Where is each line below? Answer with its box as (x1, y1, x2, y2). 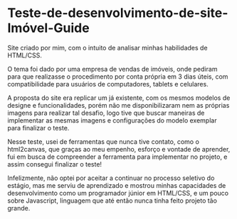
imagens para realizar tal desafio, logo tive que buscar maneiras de (7, 108, 205, 117)
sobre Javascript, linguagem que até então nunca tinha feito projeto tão (7, 196, 217, 205)
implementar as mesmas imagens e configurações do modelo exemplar (7, 116, 217, 125)
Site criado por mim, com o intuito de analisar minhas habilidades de (7, 43, 208, 52)
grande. (7, 203, 31, 212)
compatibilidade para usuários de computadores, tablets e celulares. (7, 79, 209, 88)
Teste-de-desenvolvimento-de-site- (7, 5, 228, 21)
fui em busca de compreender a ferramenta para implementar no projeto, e (7, 152, 228, 161)
